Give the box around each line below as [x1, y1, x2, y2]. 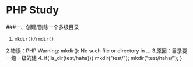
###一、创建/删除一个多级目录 [6, 23, 79, 30]
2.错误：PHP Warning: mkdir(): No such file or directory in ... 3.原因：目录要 [6, 47, 188, 54]
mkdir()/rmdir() [14, 36, 54, 42]
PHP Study [6, 3, 59, 17]
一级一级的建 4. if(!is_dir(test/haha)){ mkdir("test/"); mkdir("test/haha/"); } [6, 54, 183, 61]
